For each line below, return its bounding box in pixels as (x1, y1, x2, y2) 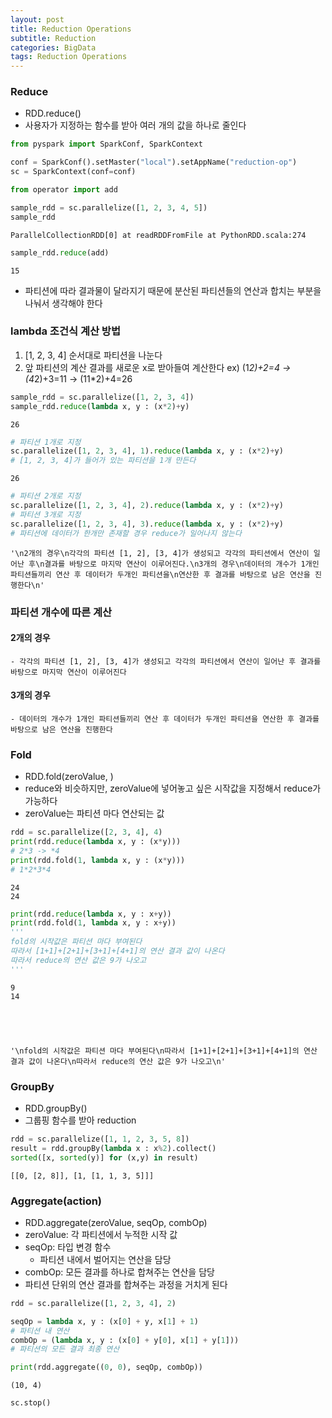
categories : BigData (10, 42, 97, 53)
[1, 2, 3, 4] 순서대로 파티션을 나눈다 (24, 349, 163, 361)
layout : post (10, 14, 65, 25)
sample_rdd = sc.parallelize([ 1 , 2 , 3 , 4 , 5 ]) (10, 202, 208, 213)
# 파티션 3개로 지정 (10, 509, 82, 520)
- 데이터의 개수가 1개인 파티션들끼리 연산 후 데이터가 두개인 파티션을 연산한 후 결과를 (10, 714, 320, 724)
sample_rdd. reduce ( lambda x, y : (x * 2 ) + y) (10, 401, 190, 411)
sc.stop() (10, 1398, 52, 1408)
